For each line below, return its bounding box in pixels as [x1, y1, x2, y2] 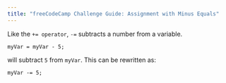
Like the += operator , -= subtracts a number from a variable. [7, 30, 183, 38]
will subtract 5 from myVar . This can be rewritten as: [7, 56, 157, 64]
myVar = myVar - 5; [7, 43, 65, 50]
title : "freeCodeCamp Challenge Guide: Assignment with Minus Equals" [7, 10, 220, 18]
